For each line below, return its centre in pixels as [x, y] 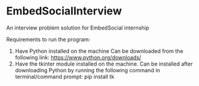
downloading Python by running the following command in [87, 70]
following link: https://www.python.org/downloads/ [78, 57]
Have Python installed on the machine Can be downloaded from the [99, 51]
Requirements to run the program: [48, 39]
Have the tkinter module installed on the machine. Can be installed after [104, 64]
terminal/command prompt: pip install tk [65, 76]
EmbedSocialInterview [64, 11]
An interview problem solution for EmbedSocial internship [78, 28]
